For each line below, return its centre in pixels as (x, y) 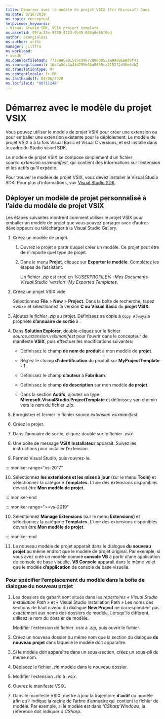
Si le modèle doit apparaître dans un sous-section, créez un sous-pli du (85, 652)
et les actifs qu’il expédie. (32, 168)
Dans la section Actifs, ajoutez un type (60, 395)
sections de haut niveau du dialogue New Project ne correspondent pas (86, 607)
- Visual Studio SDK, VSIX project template (52, 28)
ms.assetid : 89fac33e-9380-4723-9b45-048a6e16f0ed (59, 33)
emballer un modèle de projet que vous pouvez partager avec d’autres (77, 223)
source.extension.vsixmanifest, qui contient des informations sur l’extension (83, 162)
